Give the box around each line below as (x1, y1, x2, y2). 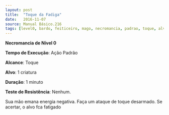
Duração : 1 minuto (5, 79, 44, 85)
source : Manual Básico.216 (5, 21, 62, 27)
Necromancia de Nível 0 (5, 40, 57, 46)
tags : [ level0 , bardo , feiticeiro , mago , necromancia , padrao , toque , (5, 26, 156, 31)
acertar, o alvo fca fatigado (5, 104, 61, 110)
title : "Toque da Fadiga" (5, 12, 62, 17)
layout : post (5, 7, 33, 13)
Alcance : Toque (5, 60, 39, 66)
